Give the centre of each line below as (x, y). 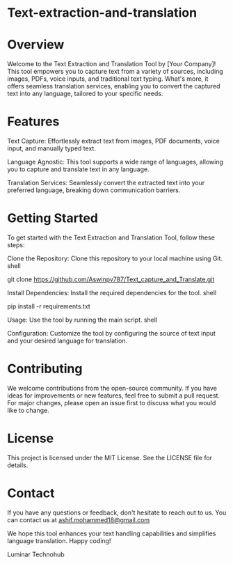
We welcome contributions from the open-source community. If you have (112, 388)
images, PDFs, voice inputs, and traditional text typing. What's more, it (108, 79)
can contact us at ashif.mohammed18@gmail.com (79, 519)
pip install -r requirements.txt (49, 306)
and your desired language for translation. (67, 340)
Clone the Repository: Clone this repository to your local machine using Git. (115, 258)
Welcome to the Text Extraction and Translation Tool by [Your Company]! (112, 64)
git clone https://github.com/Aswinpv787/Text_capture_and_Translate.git (111, 279)
